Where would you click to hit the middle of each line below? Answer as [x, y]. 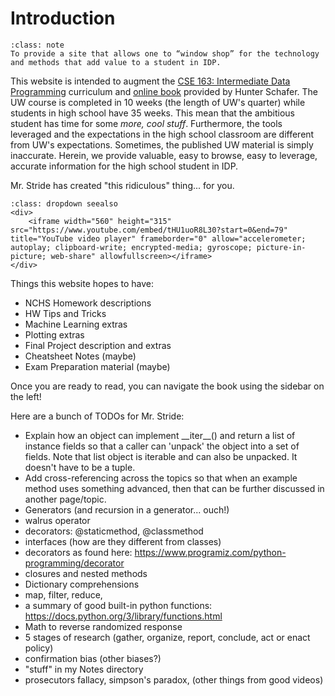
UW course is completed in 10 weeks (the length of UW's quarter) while [158, 102]
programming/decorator [74, 563]
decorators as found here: [78, 552]
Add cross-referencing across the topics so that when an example [161, 478]
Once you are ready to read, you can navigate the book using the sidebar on [167, 386]
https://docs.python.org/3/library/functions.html [123, 616]
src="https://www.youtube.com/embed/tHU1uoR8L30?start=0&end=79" [149, 230]
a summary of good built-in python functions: [118, 605]
